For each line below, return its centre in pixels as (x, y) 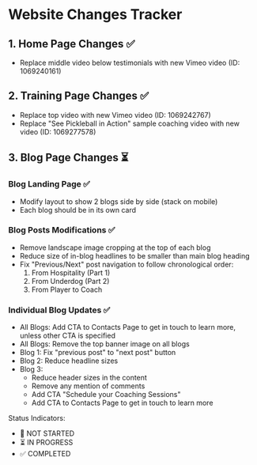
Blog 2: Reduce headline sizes (69, 361)
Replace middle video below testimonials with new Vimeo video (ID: (130, 62)
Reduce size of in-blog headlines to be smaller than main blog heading (135, 255)
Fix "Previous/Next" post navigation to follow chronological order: (127, 264)
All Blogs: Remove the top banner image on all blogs (104, 344)
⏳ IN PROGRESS (46, 442)
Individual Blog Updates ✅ (59, 310)
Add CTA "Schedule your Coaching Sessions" (106, 395)
